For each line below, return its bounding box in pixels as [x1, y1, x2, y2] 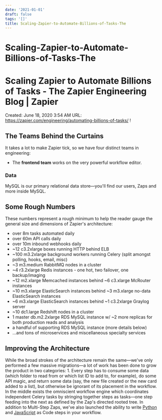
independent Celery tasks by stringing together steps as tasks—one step [5, 394, 153, 400]
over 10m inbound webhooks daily [12, 241, 82, 247]
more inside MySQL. [5, 188, 47, 194]
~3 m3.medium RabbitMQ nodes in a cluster [12, 262, 102, 268]
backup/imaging [12, 272, 46, 278]
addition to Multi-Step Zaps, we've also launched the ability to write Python [5, 404, 157, 410]
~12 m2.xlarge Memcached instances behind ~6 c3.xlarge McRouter [12, 278, 151, 284]
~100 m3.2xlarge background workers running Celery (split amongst [12, 252, 151, 258]
